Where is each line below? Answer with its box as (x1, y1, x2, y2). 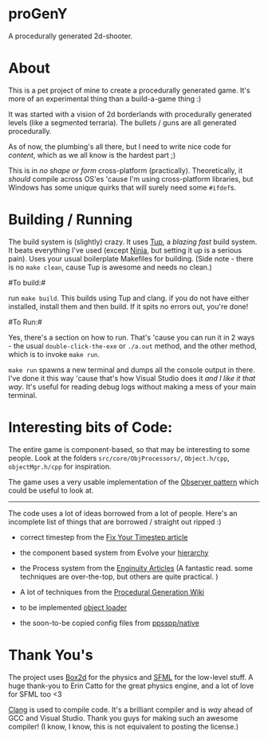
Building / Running (8, 210, 133, 229)
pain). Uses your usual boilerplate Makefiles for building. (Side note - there (8, 254, 254, 263)
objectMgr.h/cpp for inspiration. (8, 462, 112, 471)
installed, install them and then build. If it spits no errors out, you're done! (8, 301, 249, 311)
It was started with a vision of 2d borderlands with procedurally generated (8, 109, 252, 119)
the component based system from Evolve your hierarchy (19, 548, 209, 557)
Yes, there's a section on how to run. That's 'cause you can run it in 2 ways (8, 332, 255, 342)
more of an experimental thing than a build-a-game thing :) (8, 93, 202, 104)
